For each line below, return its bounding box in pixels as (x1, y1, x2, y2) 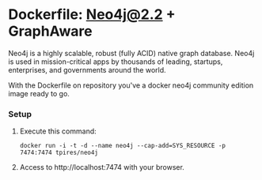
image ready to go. (8, 88, 70, 98)
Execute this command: (19, 126, 97, 136)
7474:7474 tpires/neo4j (19, 148, 99, 157)
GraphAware (8, 22, 93, 40)
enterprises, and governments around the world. (8, 65, 166, 74)
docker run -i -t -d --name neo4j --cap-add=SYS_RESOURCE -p (19, 142, 226, 150)
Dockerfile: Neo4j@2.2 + (8, 6, 176, 24)
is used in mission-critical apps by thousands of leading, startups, (8, 57, 223, 66)
